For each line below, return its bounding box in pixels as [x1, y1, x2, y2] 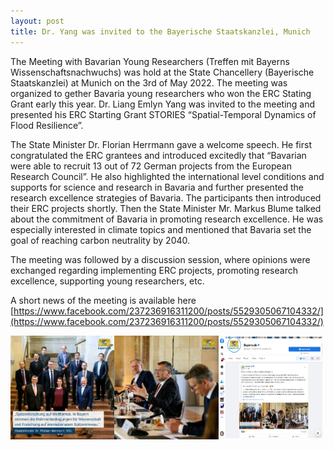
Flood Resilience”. [10, 119, 84, 131]
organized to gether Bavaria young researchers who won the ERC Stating [10, 87, 312, 99]
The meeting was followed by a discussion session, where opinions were [10, 253, 311, 265]
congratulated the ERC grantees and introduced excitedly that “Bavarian [10, 149, 307, 161]
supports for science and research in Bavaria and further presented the [10, 181, 305, 193]
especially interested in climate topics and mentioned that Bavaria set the [10, 223, 312, 235]
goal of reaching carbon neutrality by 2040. [10, 234, 191, 246]
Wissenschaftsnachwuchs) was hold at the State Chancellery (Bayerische [10, 66, 315, 78]
